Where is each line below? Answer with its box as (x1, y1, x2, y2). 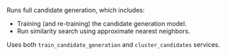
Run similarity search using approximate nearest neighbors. (16, 27, 190, 35)
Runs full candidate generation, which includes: (6, 6, 146, 14)
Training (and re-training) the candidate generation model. (16, 20, 187, 27)
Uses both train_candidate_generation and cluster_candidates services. (6, 41, 221, 48)
